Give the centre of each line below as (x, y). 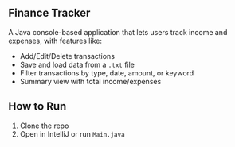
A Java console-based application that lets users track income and (118, 32)
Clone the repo (44, 126)
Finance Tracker (49, 13)
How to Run (37, 106)
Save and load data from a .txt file (77, 64)
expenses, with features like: (55, 41)
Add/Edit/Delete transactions (67, 56)
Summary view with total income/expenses (90, 81)
